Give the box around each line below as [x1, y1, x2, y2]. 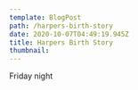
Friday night [9, 70, 53, 81]
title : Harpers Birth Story [9, 37, 114, 47]
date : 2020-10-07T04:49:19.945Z [9, 29, 129, 38]
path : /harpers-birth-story [9, 21, 114, 30]
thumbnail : [9, 46, 50, 55]
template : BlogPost [9, 12, 82, 22]
